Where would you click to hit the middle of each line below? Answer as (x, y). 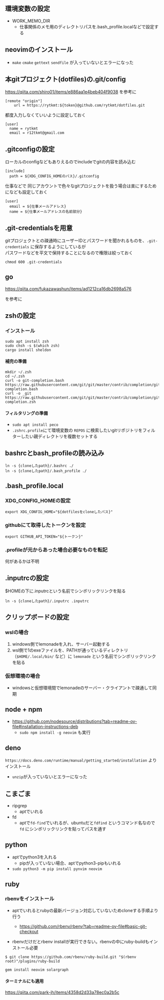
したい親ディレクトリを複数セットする (59, 436)
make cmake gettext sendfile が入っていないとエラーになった (73, 62)
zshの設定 (20, 316)
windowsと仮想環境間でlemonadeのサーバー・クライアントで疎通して (82, 688)
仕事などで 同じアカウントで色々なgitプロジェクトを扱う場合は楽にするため (81, 186)
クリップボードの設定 (37, 617)
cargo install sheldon (28, 350)
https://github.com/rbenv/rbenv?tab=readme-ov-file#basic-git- (83, 926)
